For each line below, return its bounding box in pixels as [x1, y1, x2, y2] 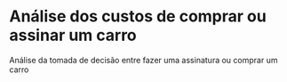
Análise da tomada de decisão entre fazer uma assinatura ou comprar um [9, 54, 278, 65]
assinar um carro [9, 25, 138, 45]
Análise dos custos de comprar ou [9, 6, 267, 27]
